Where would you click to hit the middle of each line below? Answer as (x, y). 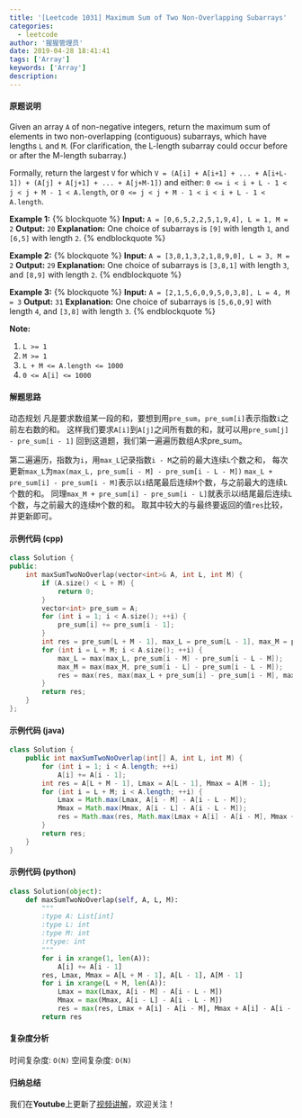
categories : (31, 26)
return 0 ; (75, 591)
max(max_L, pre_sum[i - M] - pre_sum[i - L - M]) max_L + (163, 472)
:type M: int (66, 933)
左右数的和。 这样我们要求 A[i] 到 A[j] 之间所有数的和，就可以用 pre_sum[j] (153, 429)
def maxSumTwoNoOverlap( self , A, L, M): (102, 900)
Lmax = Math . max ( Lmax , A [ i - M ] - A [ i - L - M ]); (152, 800)
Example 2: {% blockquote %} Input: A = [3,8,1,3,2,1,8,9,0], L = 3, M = (150, 255)
